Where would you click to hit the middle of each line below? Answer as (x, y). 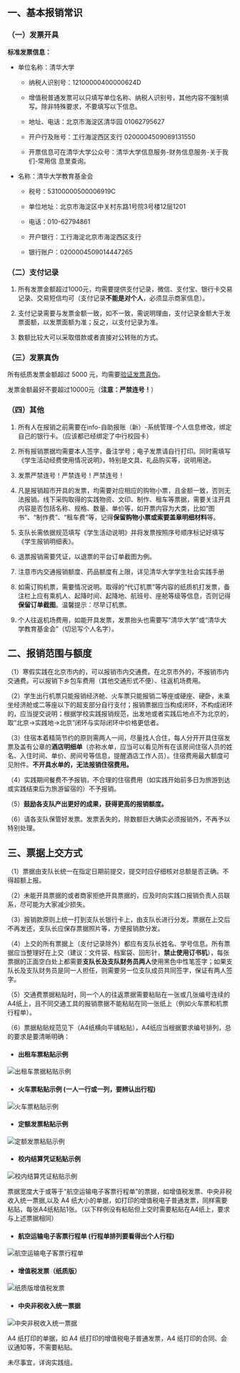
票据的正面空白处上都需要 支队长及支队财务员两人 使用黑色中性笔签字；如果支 (120, 962)
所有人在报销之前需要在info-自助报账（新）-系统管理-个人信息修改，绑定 (125, 426)
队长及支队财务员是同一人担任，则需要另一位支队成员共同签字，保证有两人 (117, 971)
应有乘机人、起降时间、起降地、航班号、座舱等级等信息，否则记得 (134, 596)
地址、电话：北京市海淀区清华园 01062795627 (97, 121)
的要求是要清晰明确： (39, 1037)
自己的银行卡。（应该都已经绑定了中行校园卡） (85, 436)
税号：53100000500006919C (72, 191)
